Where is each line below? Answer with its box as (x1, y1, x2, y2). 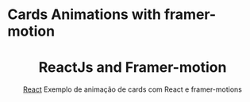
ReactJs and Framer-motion (38, 59, 227, 77)
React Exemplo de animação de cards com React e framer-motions (22, 85, 243, 94)
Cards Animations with (7, 6, 162, 24)
